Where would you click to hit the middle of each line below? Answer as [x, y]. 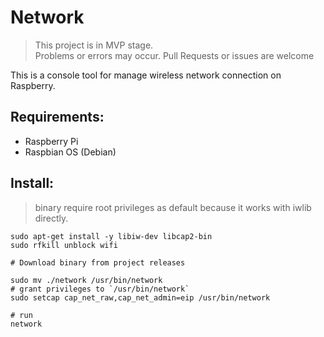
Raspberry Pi [51, 141]
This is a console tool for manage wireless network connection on [146, 75]
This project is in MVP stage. [94, 45]
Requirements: [57, 117]
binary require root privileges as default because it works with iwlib [173, 207]
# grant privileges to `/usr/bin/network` [100, 289]
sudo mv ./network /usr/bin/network [86, 280]
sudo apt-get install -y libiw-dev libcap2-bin [111, 236]
